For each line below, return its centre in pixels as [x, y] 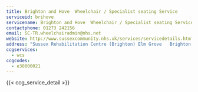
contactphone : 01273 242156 [41, 28]
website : [17, 39]
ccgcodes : [18, 60]
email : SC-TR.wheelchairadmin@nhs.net [54, 33]
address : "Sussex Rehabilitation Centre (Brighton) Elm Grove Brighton [99, 45]
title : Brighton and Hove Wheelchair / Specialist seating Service [92, 11]
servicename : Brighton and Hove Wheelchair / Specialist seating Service [100, 22]
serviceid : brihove [30, 17]
